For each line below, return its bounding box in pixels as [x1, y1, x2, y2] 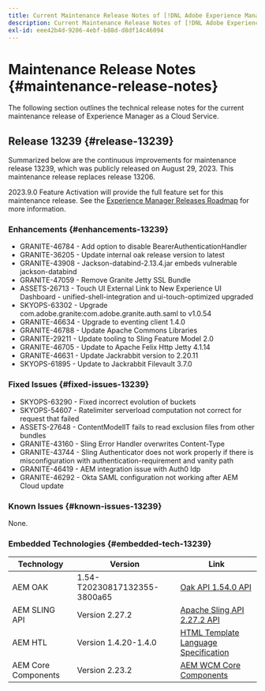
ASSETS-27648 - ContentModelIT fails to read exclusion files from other [19, 422, 255, 431]
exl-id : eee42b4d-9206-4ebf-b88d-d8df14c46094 [8, 26, 164, 34]
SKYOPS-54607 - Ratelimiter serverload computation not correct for [19, 405, 242, 415]
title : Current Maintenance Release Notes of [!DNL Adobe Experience [8, 11, 242, 20]
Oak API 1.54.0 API [180, 582, 252, 593]
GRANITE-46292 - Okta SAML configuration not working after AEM [19, 472, 238, 482]
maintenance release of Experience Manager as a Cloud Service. [8, 111, 219, 121]
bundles [19, 430, 47, 440]
